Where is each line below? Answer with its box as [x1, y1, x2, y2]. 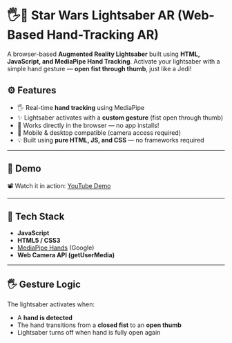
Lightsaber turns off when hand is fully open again [17, 328, 161, 337]
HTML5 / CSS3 [17, 237, 61, 245]
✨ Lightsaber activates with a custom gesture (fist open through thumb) [17, 113, 224, 122]
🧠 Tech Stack [7, 210, 65, 222]
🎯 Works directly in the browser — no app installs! [17, 121, 159, 129]
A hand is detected [17, 314, 72, 322]
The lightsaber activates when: [7, 300, 95, 308]
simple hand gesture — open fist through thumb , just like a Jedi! [7, 64, 192, 73]
